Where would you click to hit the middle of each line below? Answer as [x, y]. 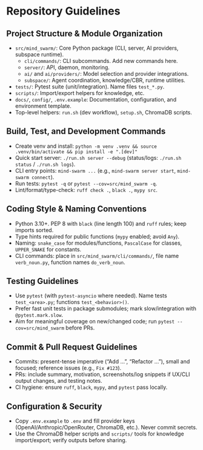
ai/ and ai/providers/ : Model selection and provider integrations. [106, 74]
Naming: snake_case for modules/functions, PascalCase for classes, [98, 243]
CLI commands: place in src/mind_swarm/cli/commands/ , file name [97, 256]
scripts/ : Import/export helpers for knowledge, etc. [80, 93]
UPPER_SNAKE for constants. [48, 249]
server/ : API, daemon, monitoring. [67, 67]
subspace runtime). [39, 55]
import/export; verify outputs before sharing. [71, 440]
